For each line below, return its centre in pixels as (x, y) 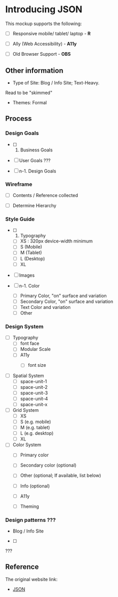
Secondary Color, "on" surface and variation (67, 301)
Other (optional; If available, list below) (61, 476)
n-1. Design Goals (38, 171)
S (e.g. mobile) (36, 422)
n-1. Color (29, 285)
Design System (24, 326)
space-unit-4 (34, 399)
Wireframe (19, 184)
